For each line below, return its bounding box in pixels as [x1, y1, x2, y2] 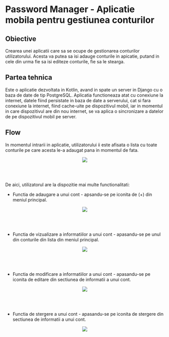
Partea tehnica [5, 73, 52, 82]
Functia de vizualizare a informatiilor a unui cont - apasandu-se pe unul [12, 231, 161, 237]
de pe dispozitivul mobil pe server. [5, 113, 77, 119]
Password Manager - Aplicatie [5, 4, 135, 15]
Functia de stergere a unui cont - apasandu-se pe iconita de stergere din [12, 311, 164, 317]
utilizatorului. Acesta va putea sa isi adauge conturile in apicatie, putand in [5, 53, 160, 59]
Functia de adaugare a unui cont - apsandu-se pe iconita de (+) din [12, 191, 152, 197]
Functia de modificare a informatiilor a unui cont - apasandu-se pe [12, 271, 150, 277]
